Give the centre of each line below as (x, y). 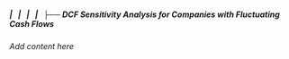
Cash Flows (32, 23)
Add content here (42, 46)
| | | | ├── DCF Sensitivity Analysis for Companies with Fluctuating (145, 14)
